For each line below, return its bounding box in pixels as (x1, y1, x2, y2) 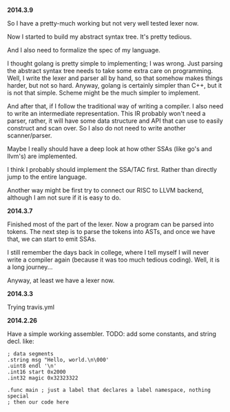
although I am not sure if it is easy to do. (7, 193, 121, 202)
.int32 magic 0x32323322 (7, 375, 79, 382)
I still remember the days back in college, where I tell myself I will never (7, 248, 209, 256)
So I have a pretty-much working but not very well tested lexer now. (7, 19, 199, 27)
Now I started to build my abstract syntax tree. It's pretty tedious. (7, 32, 192, 41)
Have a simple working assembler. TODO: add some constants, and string (7, 330, 217, 337)
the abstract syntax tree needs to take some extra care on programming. (7, 67, 213, 75)
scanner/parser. (7, 131, 52, 139)
